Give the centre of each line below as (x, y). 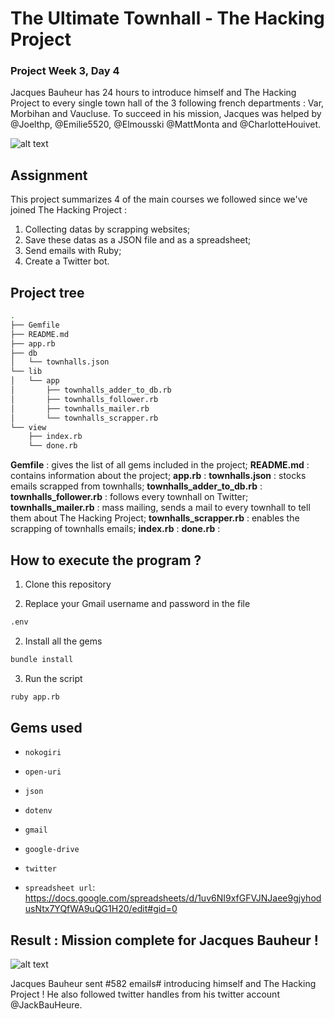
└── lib (26, 372)
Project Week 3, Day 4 (65, 71)
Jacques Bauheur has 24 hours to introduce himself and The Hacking (153, 93)
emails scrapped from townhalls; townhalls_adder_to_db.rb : (136, 486)
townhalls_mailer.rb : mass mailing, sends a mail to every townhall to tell (160, 508)
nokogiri (43, 753)
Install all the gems (63, 641)
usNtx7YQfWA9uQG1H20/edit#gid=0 (101, 909)
